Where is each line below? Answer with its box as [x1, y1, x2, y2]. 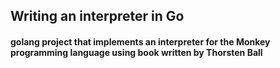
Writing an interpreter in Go [10, 8, 185, 25]
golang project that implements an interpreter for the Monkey [10, 35, 271, 48]
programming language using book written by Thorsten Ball [10, 46, 263, 58]
